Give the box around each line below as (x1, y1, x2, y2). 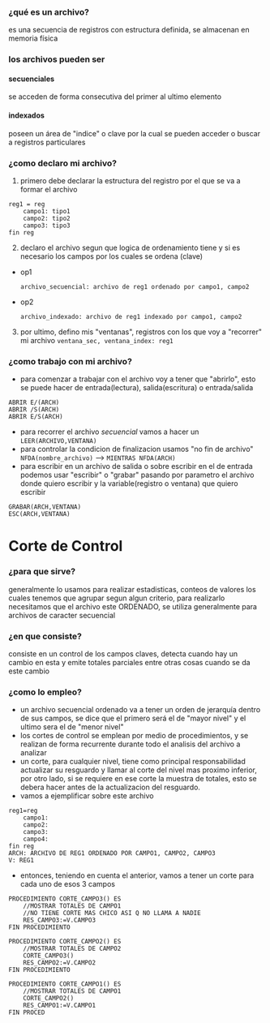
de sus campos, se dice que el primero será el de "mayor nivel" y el (19, 713, 246, 724)
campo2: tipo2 (23, 214, 71, 222)
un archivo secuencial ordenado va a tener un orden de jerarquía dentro (19, 705, 261, 715)
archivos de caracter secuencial (8, 610, 116, 620)
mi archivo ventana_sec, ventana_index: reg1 (19, 335, 174, 345)
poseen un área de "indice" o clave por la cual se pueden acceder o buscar (8, 128, 261, 138)
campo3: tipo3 (23, 221, 71, 230)
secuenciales (8, 74, 55, 84)
